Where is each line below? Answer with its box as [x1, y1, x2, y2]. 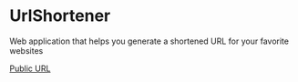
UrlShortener [9, 5, 111, 26]
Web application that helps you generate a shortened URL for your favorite [9, 36, 290, 46]
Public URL [9, 63, 51, 74]
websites [9, 45, 44, 56]
